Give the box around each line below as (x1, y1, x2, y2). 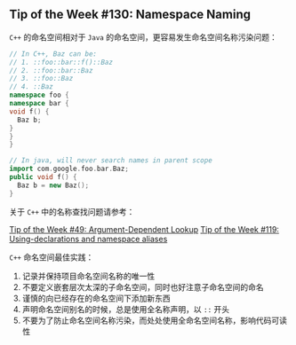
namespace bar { (9, 99, 69, 108)
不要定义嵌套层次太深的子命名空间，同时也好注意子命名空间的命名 (21, 281, 264, 292)
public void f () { (9, 173, 77, 182)
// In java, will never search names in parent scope (9, 156, 213, 165)
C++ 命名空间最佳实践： (9, 252, 94, 263)
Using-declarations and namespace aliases (9, 233, 168, 244)
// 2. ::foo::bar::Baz (9, 66, 93, 74)
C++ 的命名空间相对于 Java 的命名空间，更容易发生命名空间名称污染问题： (9, 31, 277, 43)
